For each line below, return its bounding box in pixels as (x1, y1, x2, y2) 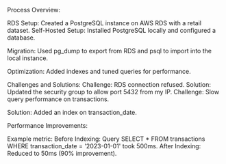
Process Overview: (7, 6, 60, 14)
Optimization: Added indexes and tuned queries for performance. (7, 68, 192, 75)
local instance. (7, 54, 49, 62)
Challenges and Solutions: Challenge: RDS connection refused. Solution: (7, 81, 211, 88)
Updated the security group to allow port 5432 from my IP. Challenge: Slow (7, 88, 220, 96)
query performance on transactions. (7, 95, 110, 103)
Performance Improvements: (7, 122, 88, 129)
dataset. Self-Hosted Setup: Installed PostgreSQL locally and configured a (7, 27, 216, 34)
